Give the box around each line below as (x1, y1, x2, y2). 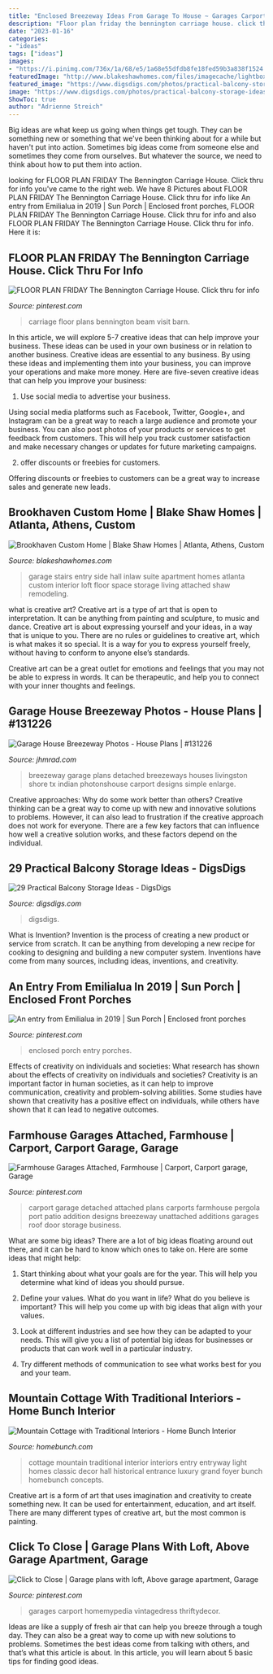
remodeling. (28, 588, 69, 598)
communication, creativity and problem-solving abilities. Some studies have (8, 1087, 262, 1097)
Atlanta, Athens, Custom (8, 518, 136, 532)
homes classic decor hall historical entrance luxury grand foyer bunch (28, 1466, 262, 1475)
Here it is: (8, 227, 41, 237)
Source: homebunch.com (8, 1441, 93, 1451)
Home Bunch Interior (8, 1405, 116, 1418)
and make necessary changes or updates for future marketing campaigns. (8, 441, 258, 452)
